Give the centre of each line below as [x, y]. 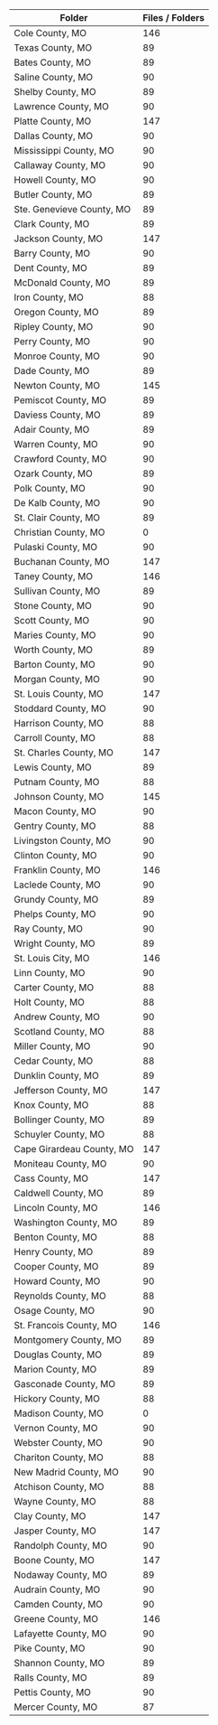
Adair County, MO [52, 430]
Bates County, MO [53, 62]
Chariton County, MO [59, 1457]
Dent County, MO [50, 268]
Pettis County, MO [53, 1692]
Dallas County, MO [54, 136]
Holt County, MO [50, 1002]
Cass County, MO [51, 1178]
